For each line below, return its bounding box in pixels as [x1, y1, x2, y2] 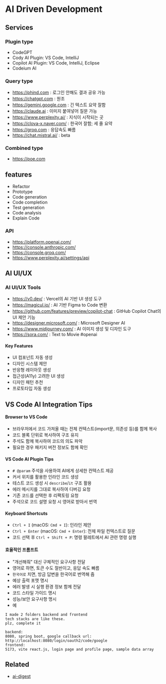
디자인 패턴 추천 [12, 379, 43, 385]
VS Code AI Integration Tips [5, 400, 93, 409]
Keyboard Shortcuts [5, 510, 48, 516]
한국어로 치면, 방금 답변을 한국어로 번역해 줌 [12, 571, 95, 577]
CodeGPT [12, 49, 33, 55]
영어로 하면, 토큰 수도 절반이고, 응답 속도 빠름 [12, 565, 100, 571]
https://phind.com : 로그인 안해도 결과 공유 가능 [12, 89, 106, 95]
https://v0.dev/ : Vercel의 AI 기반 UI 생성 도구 [12, 296, 102, 302]
